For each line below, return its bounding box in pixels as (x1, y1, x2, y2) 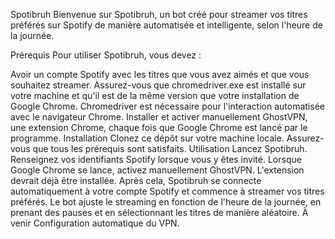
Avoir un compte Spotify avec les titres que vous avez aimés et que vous (10, 69, 310, 80)
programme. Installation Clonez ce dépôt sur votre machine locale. (10, 132, 285, 144)
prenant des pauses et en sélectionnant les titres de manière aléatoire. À (10, 207, 309, 218)
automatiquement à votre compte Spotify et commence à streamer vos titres (10, 185, 325, 197)
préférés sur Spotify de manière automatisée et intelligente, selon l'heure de (10, 19, 323, 31)
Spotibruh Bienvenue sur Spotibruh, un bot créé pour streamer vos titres (10, 9, 308, 20)
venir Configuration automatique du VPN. (10, 217, 180, 229)
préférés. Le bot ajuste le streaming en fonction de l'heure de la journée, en (10, 196, 322, 208)
